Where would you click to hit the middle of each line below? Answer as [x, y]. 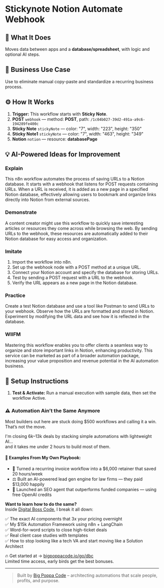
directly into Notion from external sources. [48, 200]
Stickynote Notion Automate [64, 9]
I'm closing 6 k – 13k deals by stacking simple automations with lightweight [79, 436]
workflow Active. [29, 398]
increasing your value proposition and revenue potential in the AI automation [82, 361]
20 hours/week [27, 474]
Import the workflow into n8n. [42, 262]
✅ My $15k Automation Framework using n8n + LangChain [64, 524]
